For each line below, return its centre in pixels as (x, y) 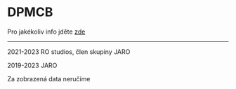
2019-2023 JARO (32, 65)
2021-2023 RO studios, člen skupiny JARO (69, 52)
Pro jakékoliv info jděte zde (46, 32)
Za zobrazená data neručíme (49, 78)
